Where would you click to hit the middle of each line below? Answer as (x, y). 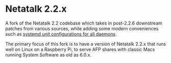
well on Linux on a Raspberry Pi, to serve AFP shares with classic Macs (80, 49)
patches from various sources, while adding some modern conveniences (82, 28)
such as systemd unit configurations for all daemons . (61, 34)
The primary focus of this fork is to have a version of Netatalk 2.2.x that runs (86, 44)
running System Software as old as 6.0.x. (48, 55)
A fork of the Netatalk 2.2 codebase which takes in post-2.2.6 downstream (84, 23)
